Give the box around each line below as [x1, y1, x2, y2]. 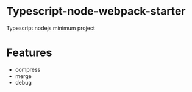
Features [6, 46, 52, 60]
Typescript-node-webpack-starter [6, 4, 186, 18]
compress [15, 66, 41, 73]
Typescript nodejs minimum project [6, 24, 96, 32]
